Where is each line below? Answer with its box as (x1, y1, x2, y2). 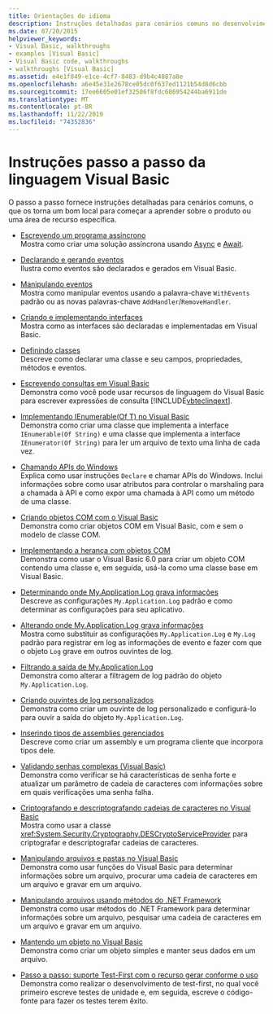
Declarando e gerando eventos (19, 254, 124, 265)
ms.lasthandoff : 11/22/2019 (8, 111, 104, 119)
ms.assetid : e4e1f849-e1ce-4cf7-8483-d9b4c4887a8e (8, 72, 184, 81)
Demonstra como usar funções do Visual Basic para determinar (19, 862, 233, 871)
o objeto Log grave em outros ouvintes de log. (19, 646, 173, 656)
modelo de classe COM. (19, 529, 102, 539)
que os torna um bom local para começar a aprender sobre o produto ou (8, 205, 252, 216)
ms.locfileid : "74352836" (8, 118, 96, 126)
